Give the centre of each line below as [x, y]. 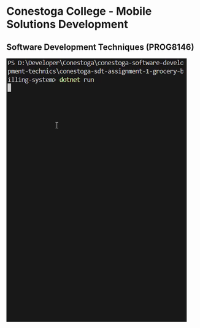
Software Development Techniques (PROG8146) [100, 47]
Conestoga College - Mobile [79, 11]
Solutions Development [67, 24]
